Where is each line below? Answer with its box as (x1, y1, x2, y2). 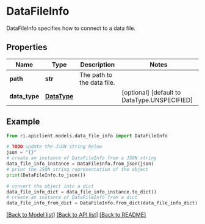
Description (80, 60, 115, 68)
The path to (79, 70, 113, 79)
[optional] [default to (121, 88, 181, 96)
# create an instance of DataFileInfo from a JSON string (6, 155, 157, 161)
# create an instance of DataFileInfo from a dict (6, 194, 138, 201)
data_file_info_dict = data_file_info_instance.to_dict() (6, 189, 157, 195)
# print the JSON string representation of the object (6, 166, 149, 172)
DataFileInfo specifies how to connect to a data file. (6, 24, 136, 32)
